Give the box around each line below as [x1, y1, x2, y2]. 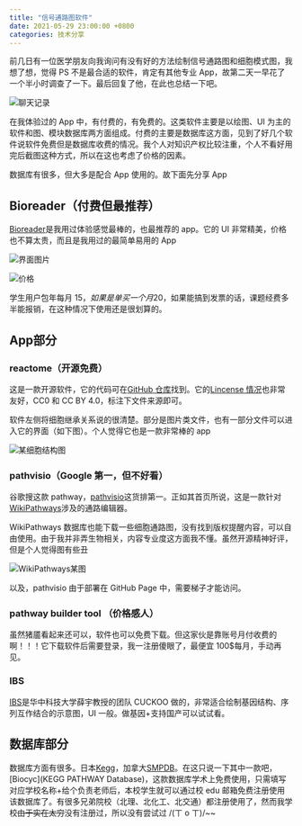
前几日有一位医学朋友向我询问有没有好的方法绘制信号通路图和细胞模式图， [9, 56, 285, 67]
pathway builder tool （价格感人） [9, 607, 159, 620]
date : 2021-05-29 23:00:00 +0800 [9, 22, 135, 31]
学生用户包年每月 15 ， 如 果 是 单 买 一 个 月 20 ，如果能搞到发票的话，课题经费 [9, 292, 281, 303]
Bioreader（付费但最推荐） [9, 198, 160, 213]
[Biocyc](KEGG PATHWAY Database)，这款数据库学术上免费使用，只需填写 [9, 773, 287, 784]
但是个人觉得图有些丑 [9, 544, 88, 555]
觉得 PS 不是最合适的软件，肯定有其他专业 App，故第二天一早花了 [40, 67, 286, 77]
